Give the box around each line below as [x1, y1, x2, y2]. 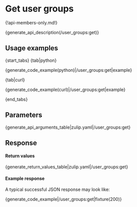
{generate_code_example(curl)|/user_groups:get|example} [5, 86, 126, 92]
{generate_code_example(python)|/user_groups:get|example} [5, 67, 132, 73]
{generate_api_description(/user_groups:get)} [5, 29, 99, 35]
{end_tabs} [5, 96, 28, 102]
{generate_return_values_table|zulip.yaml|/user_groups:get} [5, 164, 128, 170]
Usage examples [5, 44, 58, 53]
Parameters [5, 111, 42, 120]
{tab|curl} [5, 76, 25, 83]
